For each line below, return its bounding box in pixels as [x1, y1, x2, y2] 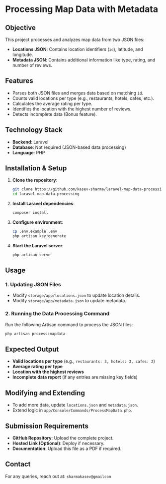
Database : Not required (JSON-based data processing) [12, 144, 126, 150]
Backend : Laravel [12, 139, 49, 145]
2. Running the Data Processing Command [5, 310, 110, 317]
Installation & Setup [5, 164, 67, 173]
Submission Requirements [5, 422, 88, 430]
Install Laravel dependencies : [12, 201, 75, 207]
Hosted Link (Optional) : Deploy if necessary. [12, 440, 105, 446]
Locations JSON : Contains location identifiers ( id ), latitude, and [12, 46, 143, 52]
